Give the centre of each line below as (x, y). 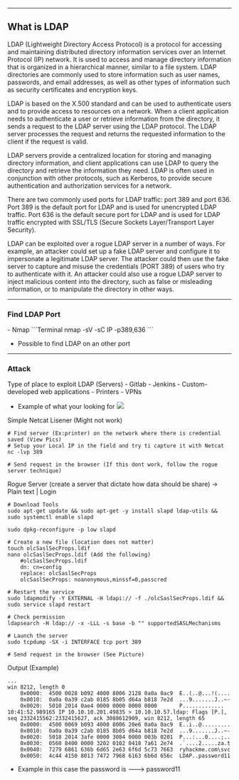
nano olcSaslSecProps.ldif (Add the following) (79, 555)
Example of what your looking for (66, 407)
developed (23, 392)
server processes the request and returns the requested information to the (116, 133)
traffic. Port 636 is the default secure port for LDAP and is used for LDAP (114, 214)
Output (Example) (33, 668)
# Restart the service (41, 592)
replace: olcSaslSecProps (59, 574)
